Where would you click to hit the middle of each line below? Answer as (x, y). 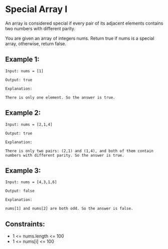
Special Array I (36, 9)
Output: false (20, 191)
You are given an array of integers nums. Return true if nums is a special (80, 38)
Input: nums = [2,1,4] (29, 124)
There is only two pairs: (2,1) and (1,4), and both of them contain (79, 151)
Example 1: (22, 60)
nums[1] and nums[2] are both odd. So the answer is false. (69, 209)
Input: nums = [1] (24, 71)
